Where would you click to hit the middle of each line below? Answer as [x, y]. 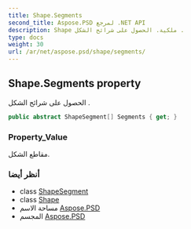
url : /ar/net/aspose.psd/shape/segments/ [77, 52]
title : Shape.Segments [45, 15]
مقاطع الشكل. [29, 154]
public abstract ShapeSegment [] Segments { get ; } [93, 117]
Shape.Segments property [75, 84]
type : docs [26, 37]
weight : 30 [26, 45]
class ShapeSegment [54, 191]
